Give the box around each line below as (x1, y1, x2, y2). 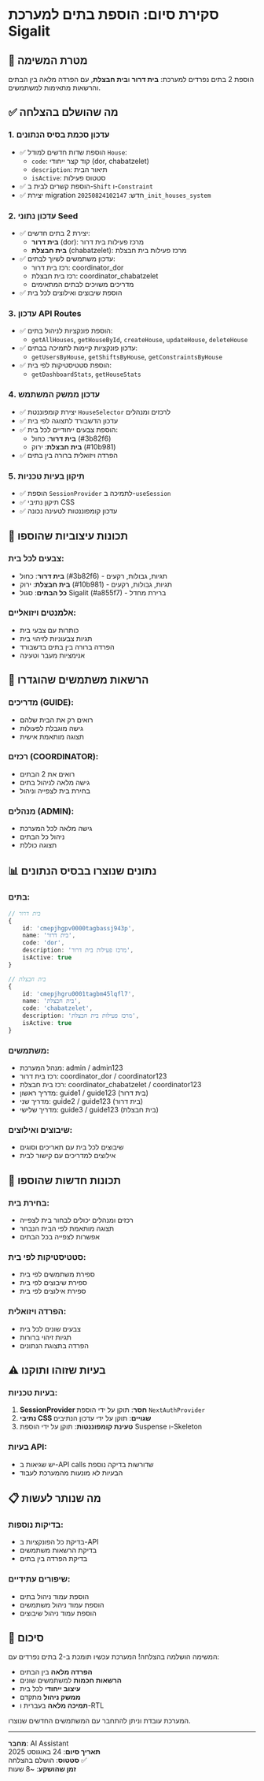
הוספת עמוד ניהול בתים (19, 1591, 90, 1601)
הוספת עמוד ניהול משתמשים (19, 1600, 104, 1609)
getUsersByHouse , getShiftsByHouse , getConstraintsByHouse (31, 352, 222, 362)
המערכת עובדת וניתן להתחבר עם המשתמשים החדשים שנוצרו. (8, 1716, 191, 1726)
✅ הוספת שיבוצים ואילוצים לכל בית (19, 288, 123, 297)
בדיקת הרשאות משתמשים (19, 1545, 97, 1555)
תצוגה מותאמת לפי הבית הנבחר (19, 1224, 115, 1233)
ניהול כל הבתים (19, 832, 65, 841)
